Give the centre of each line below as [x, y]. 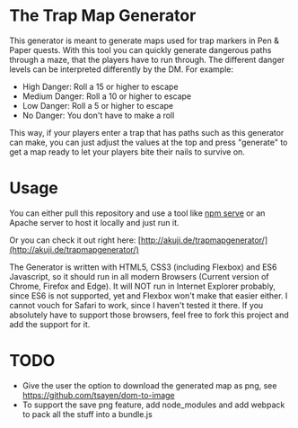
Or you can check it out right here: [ [75, 240]
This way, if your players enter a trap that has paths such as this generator [147, 132]
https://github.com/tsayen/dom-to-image [98, 395]
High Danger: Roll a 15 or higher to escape [100, 86]
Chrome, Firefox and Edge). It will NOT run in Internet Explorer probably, [142, 286]
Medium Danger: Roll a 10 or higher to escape [107, 96]
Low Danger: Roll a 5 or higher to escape [97, 105]
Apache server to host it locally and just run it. [94, 222]
